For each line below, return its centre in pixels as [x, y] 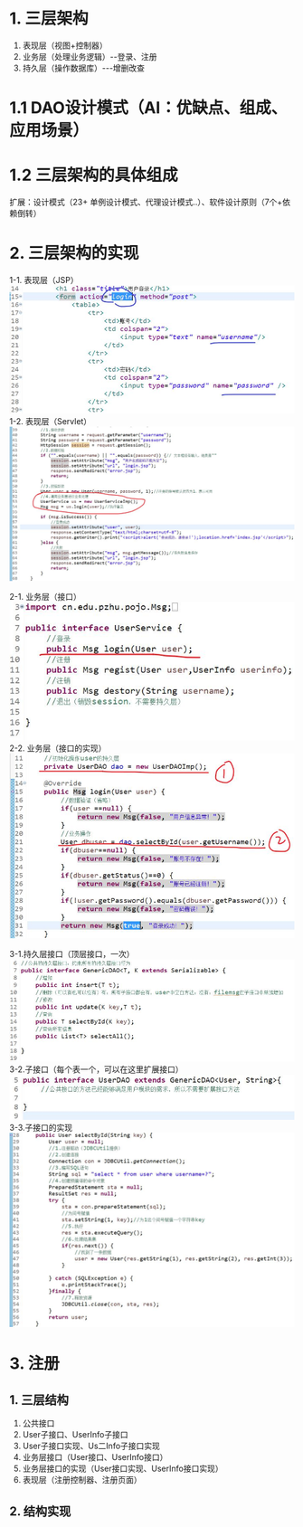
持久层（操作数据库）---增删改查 [84, 68]
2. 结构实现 [40, 1511]
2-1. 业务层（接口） [45, 597]
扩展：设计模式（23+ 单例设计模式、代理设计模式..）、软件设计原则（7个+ [146, 202]
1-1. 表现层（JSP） [44, 280]
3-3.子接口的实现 [41, 1127]
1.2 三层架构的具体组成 [94, 175]
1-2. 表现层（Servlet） [51, 421]
